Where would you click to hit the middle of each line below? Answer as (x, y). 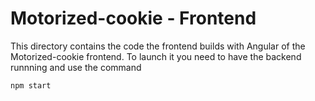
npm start (31, 85)
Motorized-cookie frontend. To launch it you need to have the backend (156, 56)
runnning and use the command (76, 67)
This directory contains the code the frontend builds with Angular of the (158, 46)
